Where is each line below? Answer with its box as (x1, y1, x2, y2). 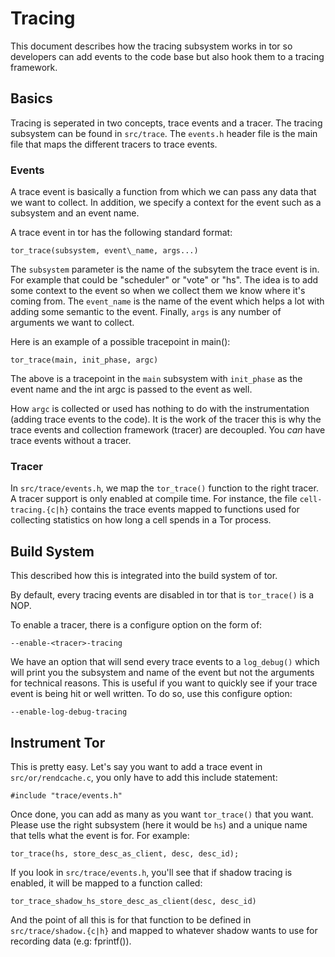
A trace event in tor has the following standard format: (10, 227, 233, 239)
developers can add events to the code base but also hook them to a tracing (10, 50, 325, 62)
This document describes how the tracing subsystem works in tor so (10, 40, 293, 52)
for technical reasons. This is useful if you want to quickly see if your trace (10, 677, 318, 689)
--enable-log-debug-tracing (10, 707, 128, 717)
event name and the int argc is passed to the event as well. (10, 383, 253, 396)
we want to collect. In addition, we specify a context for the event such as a (10, 197, 322, 209)
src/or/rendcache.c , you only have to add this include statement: (10, 771, 278, 783)
